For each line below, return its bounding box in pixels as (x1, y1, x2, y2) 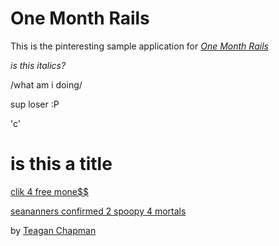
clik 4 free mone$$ (10, 185, 89, 197)
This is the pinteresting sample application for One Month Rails (10, 40, 269, 52)
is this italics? (10, 59, 67, 71)
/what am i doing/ (10, 78, 83, 91)
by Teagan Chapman (10, 224, 97, 236)
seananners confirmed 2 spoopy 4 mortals (10, 205, 187, 217)
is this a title (10, 153, 113, 176)
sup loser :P (10, 98, 60, 110)
